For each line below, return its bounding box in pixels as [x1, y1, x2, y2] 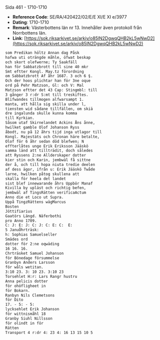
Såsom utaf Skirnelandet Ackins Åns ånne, [5, 120, 95, 125]
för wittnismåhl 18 [5, 311, 46, 316]
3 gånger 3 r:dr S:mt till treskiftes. [5, 92, 89, 97]
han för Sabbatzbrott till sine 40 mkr [5, 64, 89, 69]
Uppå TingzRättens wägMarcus [5, 200, 66, 205]
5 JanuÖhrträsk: [5, 228, 39, 233]
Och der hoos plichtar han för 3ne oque [5, 78, 91, 83]
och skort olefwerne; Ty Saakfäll [5, 60, 78, 65]
